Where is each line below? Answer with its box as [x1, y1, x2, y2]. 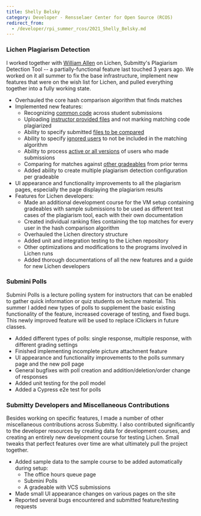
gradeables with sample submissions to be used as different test [23, 205, 184, 212]
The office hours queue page [23, 471, 96, 478]
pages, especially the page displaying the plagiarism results [14, 186, 163, 193]
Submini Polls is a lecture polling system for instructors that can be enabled [6, 291, 193, 298]
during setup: [14, 464, 49, 472]
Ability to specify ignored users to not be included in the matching [23, 135, 187, 142]
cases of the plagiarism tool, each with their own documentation [23, 211, 183, 218]
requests [14, 503, 37, 510]
